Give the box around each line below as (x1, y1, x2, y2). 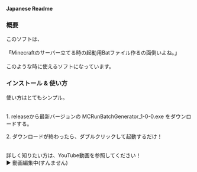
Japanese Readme (6, 5, 53, 12)
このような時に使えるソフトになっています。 (6, 63, 114, 70)
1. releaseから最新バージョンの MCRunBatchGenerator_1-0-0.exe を (6, 113, 171, 120)
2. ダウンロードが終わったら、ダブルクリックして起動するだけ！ (6, 133, 163, 140)
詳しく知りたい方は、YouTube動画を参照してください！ (6, 151, 141, 159)
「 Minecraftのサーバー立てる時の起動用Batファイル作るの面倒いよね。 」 (6, 49, 180, 56)
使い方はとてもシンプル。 (6, 94, 68, 101)
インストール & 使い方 (6, 79, 68, 88)
